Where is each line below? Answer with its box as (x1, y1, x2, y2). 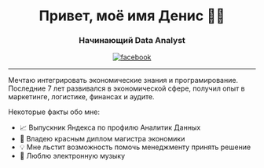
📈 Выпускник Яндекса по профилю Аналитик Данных (19, 123, 201, 132)
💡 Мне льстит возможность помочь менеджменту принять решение (19, 142, 251, 152)
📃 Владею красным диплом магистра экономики (19, 134, 185, 144)
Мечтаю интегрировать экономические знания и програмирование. (8, 76, 238, 85)
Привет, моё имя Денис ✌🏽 (38, 7, 225, 25)
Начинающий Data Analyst (78, 35, 186, 46)
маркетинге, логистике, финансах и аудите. (8, 92, 155, 102)
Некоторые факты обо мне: (8, 107, 101, 116)
